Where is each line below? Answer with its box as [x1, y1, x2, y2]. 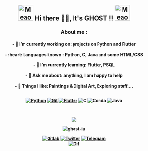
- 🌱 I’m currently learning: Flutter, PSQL [33, 62, 115, 68]
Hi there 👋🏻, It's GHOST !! [34, 14, 114, 23]
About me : [60, 29, 88, 36]
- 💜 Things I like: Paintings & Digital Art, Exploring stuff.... [14, 83, 134, 89]
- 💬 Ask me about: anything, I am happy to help [25, 72, 123, 78]
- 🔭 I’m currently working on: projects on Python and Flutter [12, 41, 136, 47]
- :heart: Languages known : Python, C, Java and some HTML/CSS [5, 51, 143, 57]
